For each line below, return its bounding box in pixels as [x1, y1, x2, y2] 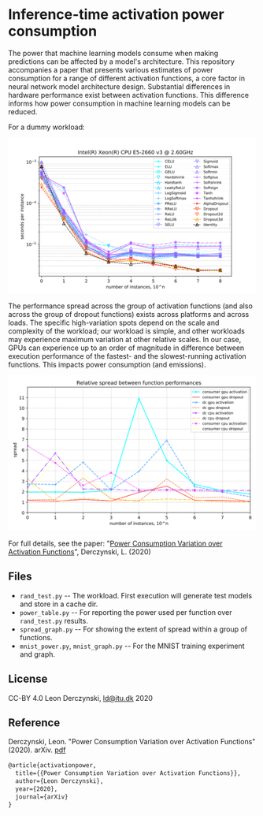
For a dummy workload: [8, 122, 85, 132]
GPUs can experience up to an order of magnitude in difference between [8, 343, 245, 352]
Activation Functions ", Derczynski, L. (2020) [8, 546, 151, 557]
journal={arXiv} [15, 793, 69, 801]
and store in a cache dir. [19, 599, 98, 609]
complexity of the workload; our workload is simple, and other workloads [8, 326, 246, 336]
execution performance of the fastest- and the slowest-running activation [8, 351, 246, 360]
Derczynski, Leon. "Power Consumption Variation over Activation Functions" [8, 737, 256, 747]
